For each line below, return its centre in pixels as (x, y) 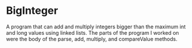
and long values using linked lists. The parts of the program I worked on (93, 32)
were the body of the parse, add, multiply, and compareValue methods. (92, 39)
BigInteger (32, 11)
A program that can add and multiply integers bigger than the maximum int (96, 27)
